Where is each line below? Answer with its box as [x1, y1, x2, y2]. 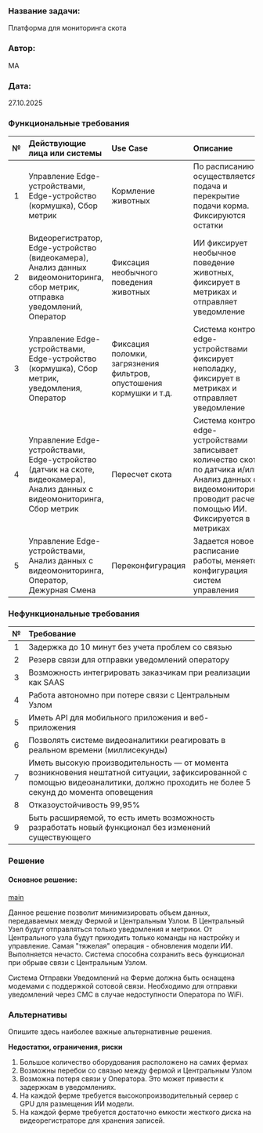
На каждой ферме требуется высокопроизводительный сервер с [19, 1091, 239, 1100]
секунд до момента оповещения [28, 787, 153, 798]
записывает [193, 445, 239, 456]
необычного [111, 267, 158, 278]
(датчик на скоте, [28, 464, 95, 475]
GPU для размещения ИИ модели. [19, 1098, 135, 1108]
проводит [193, 494, 230, 505]
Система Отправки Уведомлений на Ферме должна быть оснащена [8, 973, 236, 982]
